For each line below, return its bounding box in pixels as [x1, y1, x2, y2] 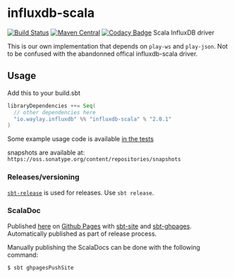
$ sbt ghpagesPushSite [7, 264, 74, 271]
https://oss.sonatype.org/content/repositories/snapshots [7, 156, 181, 163]
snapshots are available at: [7, 148, 85, 157]
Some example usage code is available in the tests [7, 135, 154, 143]
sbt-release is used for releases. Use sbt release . [7, 188, 154, 197]
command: [7, 250, 39, 259]
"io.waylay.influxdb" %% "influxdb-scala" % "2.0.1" [13, 115, 172, 123]
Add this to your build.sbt [7, 88, 81, 97]
